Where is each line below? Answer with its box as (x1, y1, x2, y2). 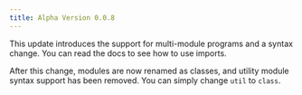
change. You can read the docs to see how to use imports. (9, 47, 228, 59)
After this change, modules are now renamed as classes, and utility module (9, 65, 289, 76)
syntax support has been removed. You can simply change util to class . (9, 74, 281, 86)
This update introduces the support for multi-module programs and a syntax (9, 38, 294, 49)
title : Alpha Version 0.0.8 (9, 13, 116, 23)
